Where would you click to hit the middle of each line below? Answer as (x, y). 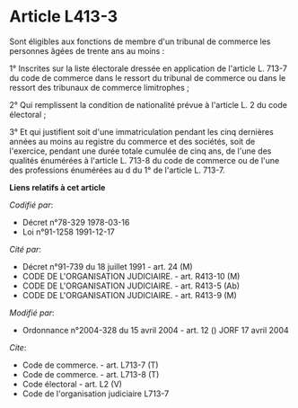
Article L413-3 (64, 17)
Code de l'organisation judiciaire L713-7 (96, 394)
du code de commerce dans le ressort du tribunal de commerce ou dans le (148, 77)
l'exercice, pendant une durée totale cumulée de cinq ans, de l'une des (140, 151)
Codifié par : (31, 205)
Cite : (18, 347)
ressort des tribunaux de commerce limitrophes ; (100, 87)
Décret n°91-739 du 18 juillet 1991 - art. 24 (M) (107, 266)
